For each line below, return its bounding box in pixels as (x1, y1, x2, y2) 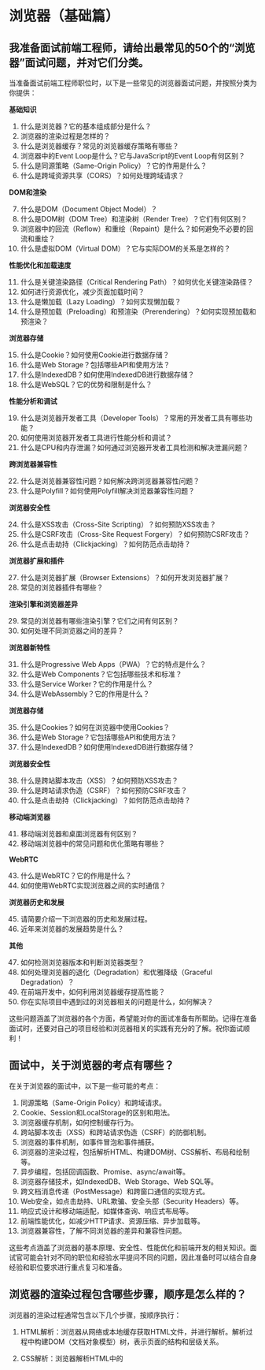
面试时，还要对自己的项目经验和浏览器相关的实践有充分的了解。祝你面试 (9, 1024, 243, 1033)
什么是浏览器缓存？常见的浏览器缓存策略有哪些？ (20, 141, 179, 151)
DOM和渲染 (9, 188, 46, 197)
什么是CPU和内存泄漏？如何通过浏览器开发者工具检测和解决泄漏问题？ (20, 443, 249, 452)
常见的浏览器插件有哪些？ (20, 583, 104, 592)
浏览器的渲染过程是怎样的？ (20, 132, 111, 140)
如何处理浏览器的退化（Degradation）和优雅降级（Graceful (20, 967, 213, 977)
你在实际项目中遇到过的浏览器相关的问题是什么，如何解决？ (20, 997, 214, 1006)
